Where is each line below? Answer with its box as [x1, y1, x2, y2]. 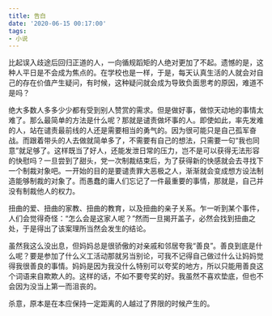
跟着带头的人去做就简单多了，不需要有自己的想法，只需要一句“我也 [29, 135, 253, 146]
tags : [8, 27, 27, 35]
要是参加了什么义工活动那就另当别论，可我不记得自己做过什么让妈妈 [29, 251, 257, 261]
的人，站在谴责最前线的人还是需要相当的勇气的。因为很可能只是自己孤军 [8, 126, 249, 135]
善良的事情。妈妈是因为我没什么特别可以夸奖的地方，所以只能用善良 [29, 261, 257, 271]
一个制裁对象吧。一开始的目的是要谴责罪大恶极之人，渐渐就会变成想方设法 [8, 166, 257, 176]
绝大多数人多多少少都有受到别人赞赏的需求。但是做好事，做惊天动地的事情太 [8, 105, 264, 115]
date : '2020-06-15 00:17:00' [8, 19, 107, 28]
